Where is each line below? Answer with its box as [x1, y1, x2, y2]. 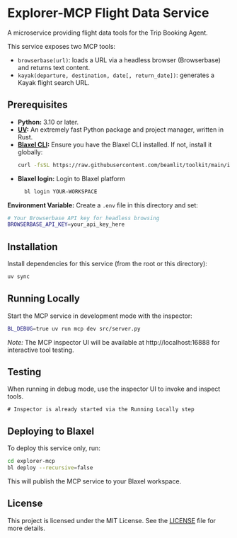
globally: [17, 147, 43, 156]
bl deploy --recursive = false [7, 464, 93, 471]
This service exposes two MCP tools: [7, 42, 115, 50]
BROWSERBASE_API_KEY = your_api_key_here [7, 221, 125, 228]
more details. [7, 524, 46, 532]
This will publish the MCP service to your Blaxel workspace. [7, 477, 182, 486]
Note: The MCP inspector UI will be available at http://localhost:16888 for [7, 338, 220, 346]
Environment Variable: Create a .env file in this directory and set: [7, 200, 198, 210]
